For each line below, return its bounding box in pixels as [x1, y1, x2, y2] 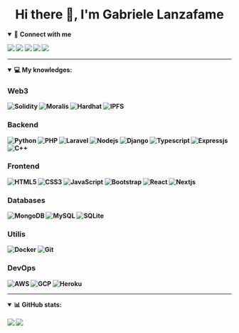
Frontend [7, 162, 40, 171]
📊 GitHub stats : [14, 300, 62, 309]
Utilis [7, 229, 26, 239]
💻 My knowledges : [14, 65, 73, 74]
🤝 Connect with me [14, 30, 72, 38]
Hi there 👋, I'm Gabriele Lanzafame [15, 6, 224, 23]
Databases [7, 195, 46, 205]
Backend [7, 120, 39, 130]
